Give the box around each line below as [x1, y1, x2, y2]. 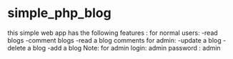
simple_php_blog [7, 5, 112, 21]
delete [7, 43, 26, 52]
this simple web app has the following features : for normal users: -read [7, 28, 218, 37]
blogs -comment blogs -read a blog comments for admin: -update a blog [7, 36, 222, 44]
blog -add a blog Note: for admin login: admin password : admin [32, 43, 221, 52]
